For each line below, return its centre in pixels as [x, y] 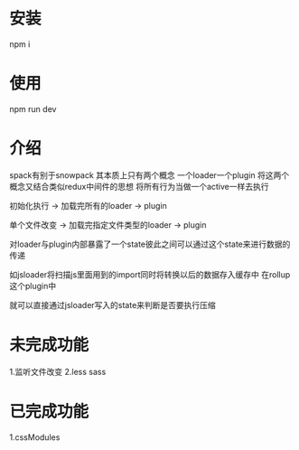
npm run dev [33, 108]
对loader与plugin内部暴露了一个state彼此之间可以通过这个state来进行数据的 [150, 244]
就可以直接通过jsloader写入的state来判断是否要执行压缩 [113, 305]
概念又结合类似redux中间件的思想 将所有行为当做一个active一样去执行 [139, 186]
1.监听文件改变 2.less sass [58, 371]
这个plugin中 [33, 286]
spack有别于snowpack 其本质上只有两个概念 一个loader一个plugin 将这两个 [149, 175]
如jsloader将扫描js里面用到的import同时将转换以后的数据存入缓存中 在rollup [150, 274]
